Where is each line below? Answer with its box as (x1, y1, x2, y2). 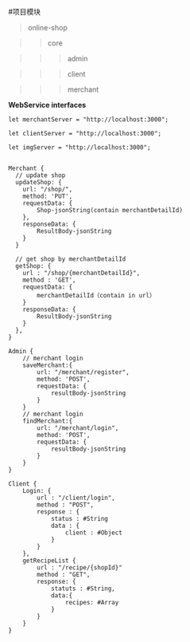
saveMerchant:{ (22, 361, 73, 369)
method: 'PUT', (22, 192, 73, 200)
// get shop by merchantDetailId (15, 255, 126, 263)
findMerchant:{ (22, 417, 73, 425)
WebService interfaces (8, 100, 87, 109)
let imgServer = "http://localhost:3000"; (8, 144, 151, 152)
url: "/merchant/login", (37, 424, 119, 432)
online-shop (27, 23, 68, 32)
